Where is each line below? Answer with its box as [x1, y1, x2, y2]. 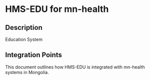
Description [5, 23, 42, 32]
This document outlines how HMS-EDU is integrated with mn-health [5, 64, 145, 70]
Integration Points [5, 51, 62, 59]
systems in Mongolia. [5, 69, 49, 75]
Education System [5, 36, 42, 42]
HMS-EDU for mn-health [5, 3, 109, 15]
